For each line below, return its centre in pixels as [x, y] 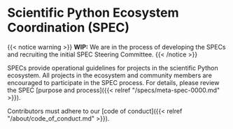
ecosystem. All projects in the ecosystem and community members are [110, 75]
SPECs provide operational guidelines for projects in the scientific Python [113, 68]
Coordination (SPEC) [69, 28]
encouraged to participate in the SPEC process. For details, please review [113, 82]
